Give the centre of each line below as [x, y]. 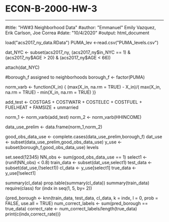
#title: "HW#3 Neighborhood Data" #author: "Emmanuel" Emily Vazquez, [80, 27]
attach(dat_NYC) [22, 67]
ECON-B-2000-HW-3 [51, 9]
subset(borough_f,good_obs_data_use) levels [52, 147]
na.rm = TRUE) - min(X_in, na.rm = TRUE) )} [51, 92]
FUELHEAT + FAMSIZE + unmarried [42, 107]
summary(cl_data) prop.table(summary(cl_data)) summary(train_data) [77, 183]
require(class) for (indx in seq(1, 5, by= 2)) [49, 188]
